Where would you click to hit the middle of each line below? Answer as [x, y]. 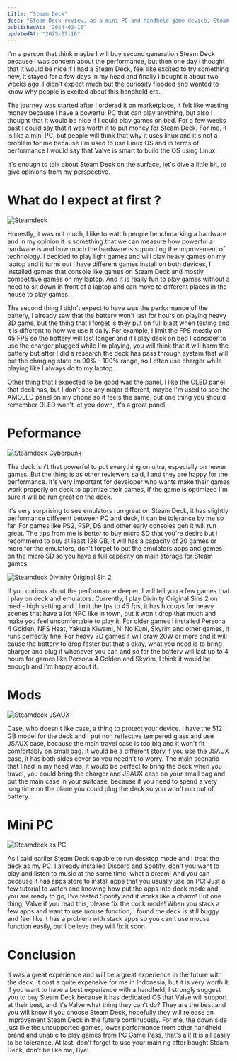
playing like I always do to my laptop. [61, 368]
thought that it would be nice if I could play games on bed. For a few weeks [117, 121]
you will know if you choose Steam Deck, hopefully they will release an [111, 1012]
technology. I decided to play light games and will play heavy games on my [117, 257]
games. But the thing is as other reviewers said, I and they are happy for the [118, 474]
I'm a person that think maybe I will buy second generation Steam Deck [111, 54]
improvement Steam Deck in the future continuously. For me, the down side [117, 1020]
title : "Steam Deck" [38, 14]
